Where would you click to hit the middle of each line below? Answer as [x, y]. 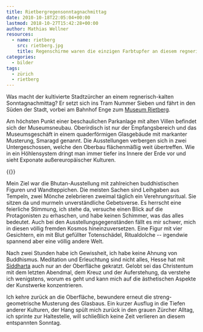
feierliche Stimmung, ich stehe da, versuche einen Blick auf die [85, 209]
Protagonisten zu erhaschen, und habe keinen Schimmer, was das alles [95, 216]
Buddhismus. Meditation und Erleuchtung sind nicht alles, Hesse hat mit [96, 260]
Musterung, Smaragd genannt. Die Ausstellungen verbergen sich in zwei [96, 141]
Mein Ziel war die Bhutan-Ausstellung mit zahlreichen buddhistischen [93, 184]
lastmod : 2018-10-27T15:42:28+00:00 [52, 23]
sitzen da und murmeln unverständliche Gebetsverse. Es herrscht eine [94, 203]
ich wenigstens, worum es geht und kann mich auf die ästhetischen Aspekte [101, 279]
